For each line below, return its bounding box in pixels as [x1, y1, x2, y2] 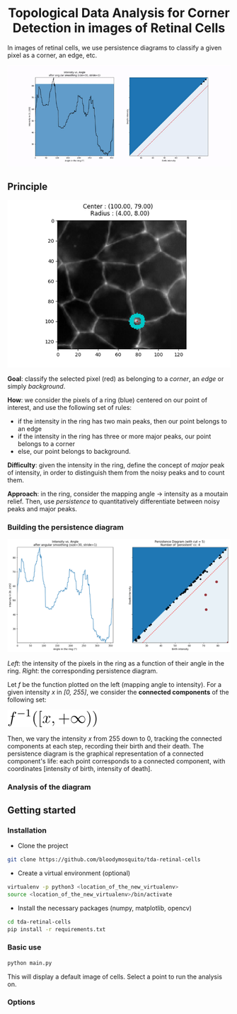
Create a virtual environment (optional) [17, 869, 131, 877]
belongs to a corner [17, 439, 76, 448]
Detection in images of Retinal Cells [12, 20, 226, 36]
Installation [7, 825, 47, 835]
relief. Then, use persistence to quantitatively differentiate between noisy [7, 497, 221, 506]
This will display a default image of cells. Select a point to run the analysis [7, 972, 223, 981]
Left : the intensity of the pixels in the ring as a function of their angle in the [7, 659, 225, 668]
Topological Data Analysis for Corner [8, 5, 230, 21]
